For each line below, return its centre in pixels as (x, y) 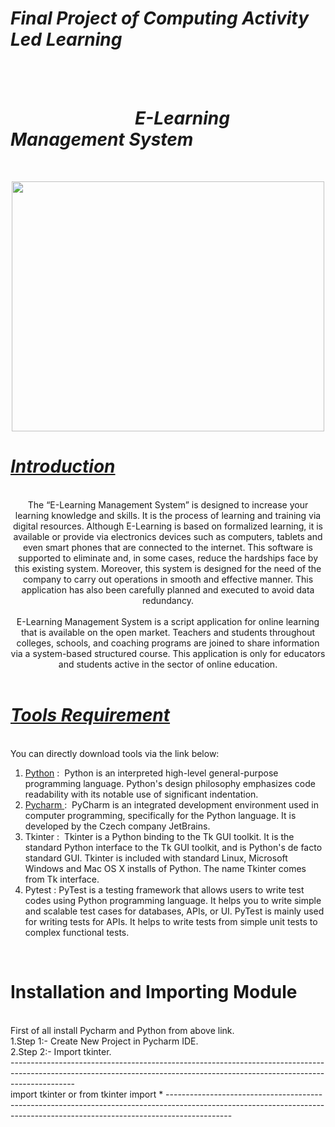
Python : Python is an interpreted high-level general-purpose (151, 773)
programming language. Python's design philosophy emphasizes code (170, 783)
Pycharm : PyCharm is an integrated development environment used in (172, 804)
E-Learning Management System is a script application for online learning (168, 621)
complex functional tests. (77, 932)
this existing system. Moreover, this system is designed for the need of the (168, 568)
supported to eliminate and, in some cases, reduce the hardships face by (168, 558)
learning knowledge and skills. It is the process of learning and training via (168, 515)
